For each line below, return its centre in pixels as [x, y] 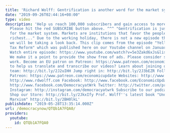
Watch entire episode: [34, 52]
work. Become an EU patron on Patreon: [52, 62]
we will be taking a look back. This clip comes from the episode [81, 43]
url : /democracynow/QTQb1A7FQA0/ [40, 109]
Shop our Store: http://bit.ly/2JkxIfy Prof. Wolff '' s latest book [82, 95]
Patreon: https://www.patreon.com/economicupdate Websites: [74, 76]
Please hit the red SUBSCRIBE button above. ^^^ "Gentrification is [83, 29]
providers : [17, 114]
